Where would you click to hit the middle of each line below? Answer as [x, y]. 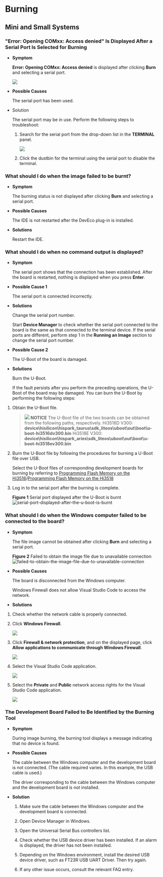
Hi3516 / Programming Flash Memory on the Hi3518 [63, 478]
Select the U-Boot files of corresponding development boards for [78, 468]
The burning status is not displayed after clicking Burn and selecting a [83, 196]
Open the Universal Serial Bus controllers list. [65, 830]
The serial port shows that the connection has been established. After [82, 272]
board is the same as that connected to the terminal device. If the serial [84, 330]
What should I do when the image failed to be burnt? [68, 176]
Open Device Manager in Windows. [55, 821]
